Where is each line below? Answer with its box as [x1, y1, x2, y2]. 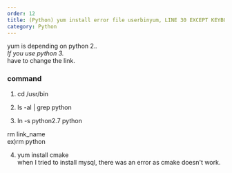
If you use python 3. [7, 49, 64, 57]
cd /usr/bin [17, 89, 49, 98]
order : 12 [7, 10, 36, 17]
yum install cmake [17, 150, 69, 159]
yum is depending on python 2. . [7, 42, 98, 51]
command [7, 74, 42, 84]
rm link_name [7, 129, 46, 138]
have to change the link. [7, 57, 76, 65]
